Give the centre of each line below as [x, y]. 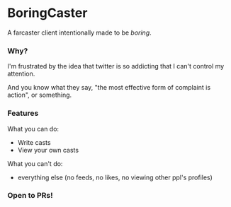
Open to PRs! [30, 196]
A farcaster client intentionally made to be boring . [80, 32]
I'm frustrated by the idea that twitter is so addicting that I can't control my [116, 66]
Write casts [34, 142]
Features [23, 113]
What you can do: [33, 129]
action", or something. [40, 95]
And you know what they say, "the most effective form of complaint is [109, 88]
